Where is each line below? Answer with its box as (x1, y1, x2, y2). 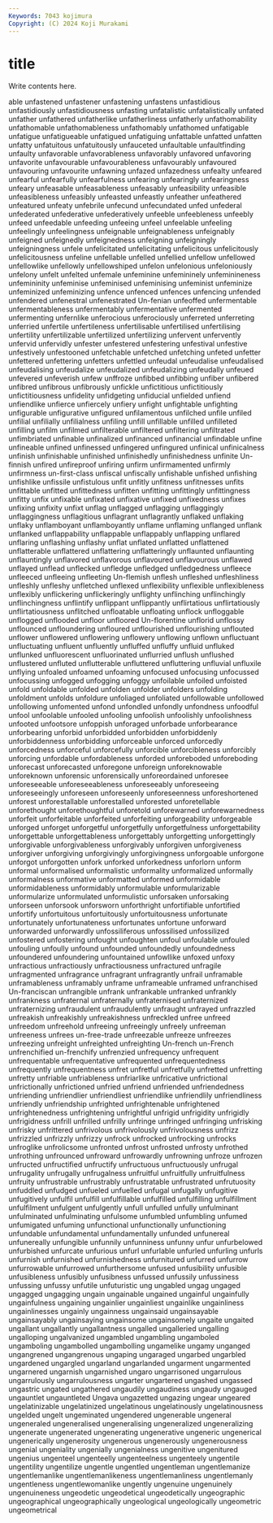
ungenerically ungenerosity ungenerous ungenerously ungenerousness (8, 1436, 248, 1446)
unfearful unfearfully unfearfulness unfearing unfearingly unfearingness (8, 175, 249, 185)
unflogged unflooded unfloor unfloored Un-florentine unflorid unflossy (8, 616, 245, 625)
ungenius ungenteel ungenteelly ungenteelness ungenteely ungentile (8, 1453, 240, 1464)
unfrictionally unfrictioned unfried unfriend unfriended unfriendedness (8, 1082, 245, 1092)
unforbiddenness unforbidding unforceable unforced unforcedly (8, 737, 223, 746)
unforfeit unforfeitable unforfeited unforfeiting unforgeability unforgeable (8, 814, 253, 824)
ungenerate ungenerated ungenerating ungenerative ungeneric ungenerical (8, 1428, 262, 1438)
